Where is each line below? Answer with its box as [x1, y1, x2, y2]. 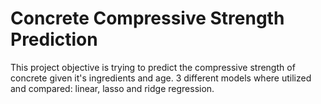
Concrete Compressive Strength [10, 7, 285, 30]
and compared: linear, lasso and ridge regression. [10, 82, 215, 94]
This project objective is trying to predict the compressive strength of [10, 61, 296, 73]
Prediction [10, 28, 98, 51]
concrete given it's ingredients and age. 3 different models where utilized [10, 72, 312, 84]
